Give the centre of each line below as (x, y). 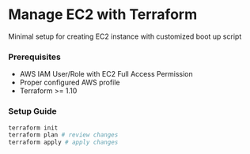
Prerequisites (34, 57)
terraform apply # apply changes (63, 143)
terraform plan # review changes (63, 135)
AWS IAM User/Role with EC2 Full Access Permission (106, 74)
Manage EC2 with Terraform (103, 15)
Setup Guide (32, 111)
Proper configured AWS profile (70, 83)
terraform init (33, 128)
